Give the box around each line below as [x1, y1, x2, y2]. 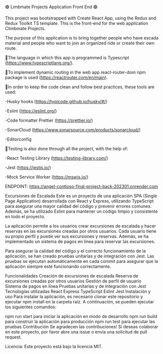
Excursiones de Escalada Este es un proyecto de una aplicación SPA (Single [5, 193, 157, 199]
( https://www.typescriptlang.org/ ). [5, 60, 74, 66]
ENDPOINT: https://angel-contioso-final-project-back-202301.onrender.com [5, 184, 158, 189]
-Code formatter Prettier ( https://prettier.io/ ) [5, 117, 93, 123]
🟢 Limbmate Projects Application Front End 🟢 [5, 4, 98, 10]
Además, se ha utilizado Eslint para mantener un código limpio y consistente [5, 208, 158, 214]
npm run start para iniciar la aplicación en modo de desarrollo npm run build [5, 314, 157, 319]
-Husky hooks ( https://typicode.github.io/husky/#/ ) [5, 99, 108, 104]
